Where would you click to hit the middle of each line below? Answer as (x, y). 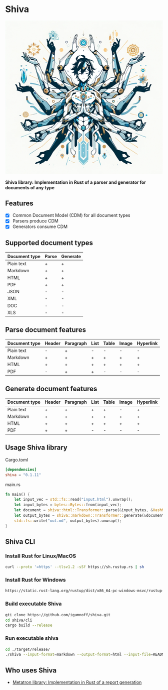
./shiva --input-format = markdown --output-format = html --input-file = (79, 655)
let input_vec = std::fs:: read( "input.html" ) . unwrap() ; (74, 500)
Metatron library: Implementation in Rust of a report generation (77, 682)
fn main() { (17, 494)
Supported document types (49, 243)
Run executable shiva (32, 638)
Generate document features (51, 388)
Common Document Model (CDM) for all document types (71, 215)
